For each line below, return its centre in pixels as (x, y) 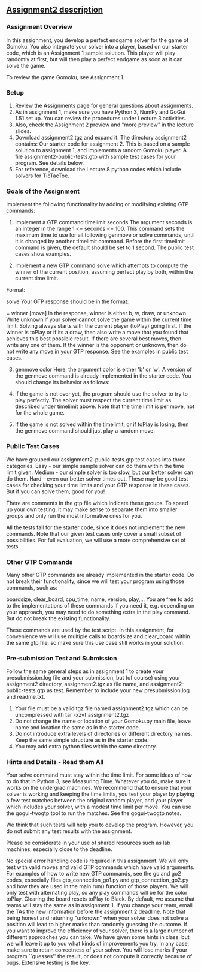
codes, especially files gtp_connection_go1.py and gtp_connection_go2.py (98, 880)
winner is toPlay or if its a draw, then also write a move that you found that (98, 333)
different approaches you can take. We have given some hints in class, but (98, 937)
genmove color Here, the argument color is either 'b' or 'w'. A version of (103, 369)
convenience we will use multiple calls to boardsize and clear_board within (98, 636)
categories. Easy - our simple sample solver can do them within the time (95, 466)
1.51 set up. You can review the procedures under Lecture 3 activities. (100, 118)
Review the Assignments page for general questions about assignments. (104, 105)
